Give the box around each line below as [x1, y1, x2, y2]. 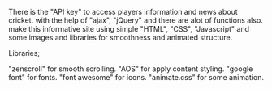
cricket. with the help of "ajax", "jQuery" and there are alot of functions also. [8, 15, 264, 25]
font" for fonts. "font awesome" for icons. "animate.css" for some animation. [8, 73, 264, 82]
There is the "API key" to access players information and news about [8, 7, 238, 16]
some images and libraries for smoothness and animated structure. [8, 32, 233, 42]
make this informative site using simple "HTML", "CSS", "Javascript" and [8, 24, 250, 33]
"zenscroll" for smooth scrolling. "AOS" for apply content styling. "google [8, 64, 253, 74]
